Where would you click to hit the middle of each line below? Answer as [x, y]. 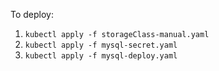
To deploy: [32, 14]
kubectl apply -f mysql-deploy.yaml [101, 56]
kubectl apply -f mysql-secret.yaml [101, 45]
